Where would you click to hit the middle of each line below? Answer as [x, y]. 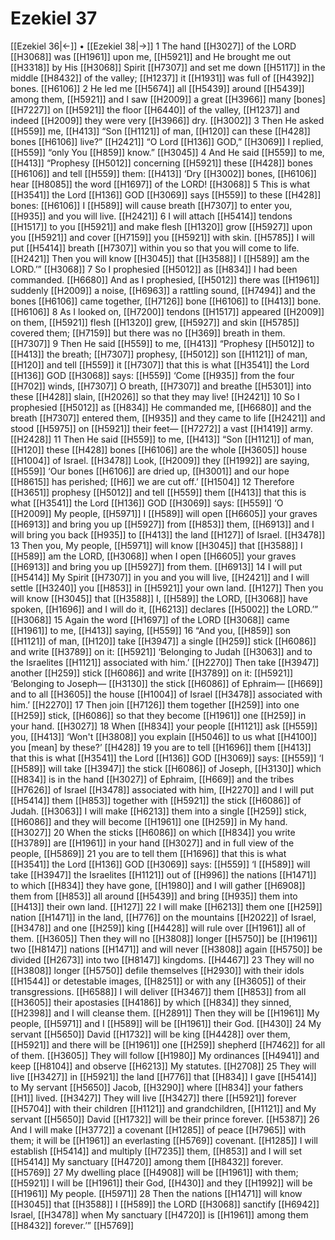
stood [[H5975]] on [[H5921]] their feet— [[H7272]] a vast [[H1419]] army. [161, 428]
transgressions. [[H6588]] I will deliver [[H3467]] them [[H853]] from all [158, 991]
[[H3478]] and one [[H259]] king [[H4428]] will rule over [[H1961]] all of [158, 928]
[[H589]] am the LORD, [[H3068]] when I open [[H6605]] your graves [153, 556]
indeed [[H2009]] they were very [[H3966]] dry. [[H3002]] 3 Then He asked [167, 120]
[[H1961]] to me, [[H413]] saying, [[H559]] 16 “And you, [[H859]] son [151, 630]
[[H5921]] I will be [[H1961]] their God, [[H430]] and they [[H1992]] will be [161, 1183]
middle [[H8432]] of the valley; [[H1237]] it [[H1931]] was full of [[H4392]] [162, 78]
